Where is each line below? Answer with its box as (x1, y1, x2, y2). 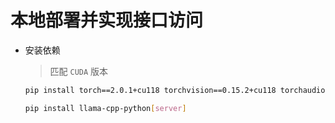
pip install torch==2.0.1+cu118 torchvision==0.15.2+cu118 (24, 85, 277, 95)
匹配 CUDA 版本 (49, 65, 109, 77)
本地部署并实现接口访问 (10, 9, 204, 32)
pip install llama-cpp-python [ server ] (24, 103, 187, 113)
